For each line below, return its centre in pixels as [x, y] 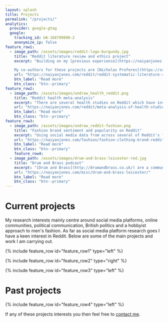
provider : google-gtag [33, 28]
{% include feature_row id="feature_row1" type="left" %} [64, 251]
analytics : [16, 24]
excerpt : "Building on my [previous [52, 61]
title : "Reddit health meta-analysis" [54, 98]
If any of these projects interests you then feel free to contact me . [73, 314]
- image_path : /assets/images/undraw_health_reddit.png [69, 93]
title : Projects [22, 14]
